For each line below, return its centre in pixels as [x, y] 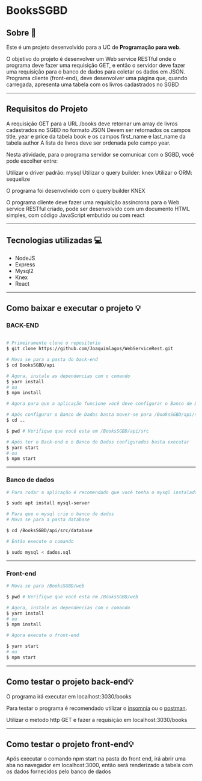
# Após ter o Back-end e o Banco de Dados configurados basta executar [98, 442]
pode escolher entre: [32, 161]
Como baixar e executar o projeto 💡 [74, 308]
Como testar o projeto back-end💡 [70, 682]
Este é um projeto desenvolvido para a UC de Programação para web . [93, 47]
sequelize [18, 179]
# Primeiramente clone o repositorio [54, 343]
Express [25, 264]
